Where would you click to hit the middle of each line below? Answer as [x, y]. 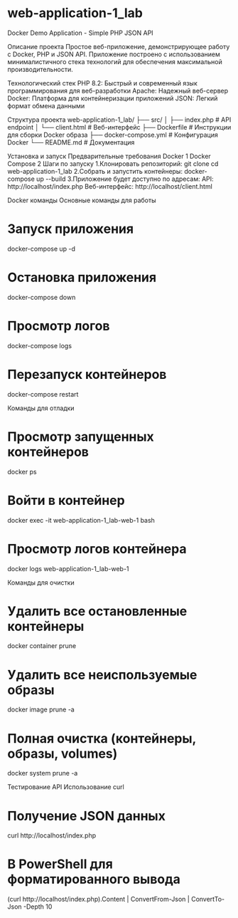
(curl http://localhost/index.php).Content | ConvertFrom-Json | [98, 899]
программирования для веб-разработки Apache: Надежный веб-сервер [118, 90]
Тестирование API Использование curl [66, 787]
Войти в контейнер [66, 500]
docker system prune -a [43, 773]
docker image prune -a [41, 709]
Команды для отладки [41, 408]
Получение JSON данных [86, 816]
